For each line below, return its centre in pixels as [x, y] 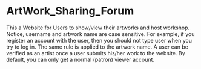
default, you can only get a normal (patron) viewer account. [81, 59]
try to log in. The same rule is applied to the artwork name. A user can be [97, 47]
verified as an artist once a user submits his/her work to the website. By [96, 53]
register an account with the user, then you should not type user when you [99, 40]
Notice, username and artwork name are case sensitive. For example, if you [100, 34]
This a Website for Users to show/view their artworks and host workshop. [98, 28]
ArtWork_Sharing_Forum [70, 11]
